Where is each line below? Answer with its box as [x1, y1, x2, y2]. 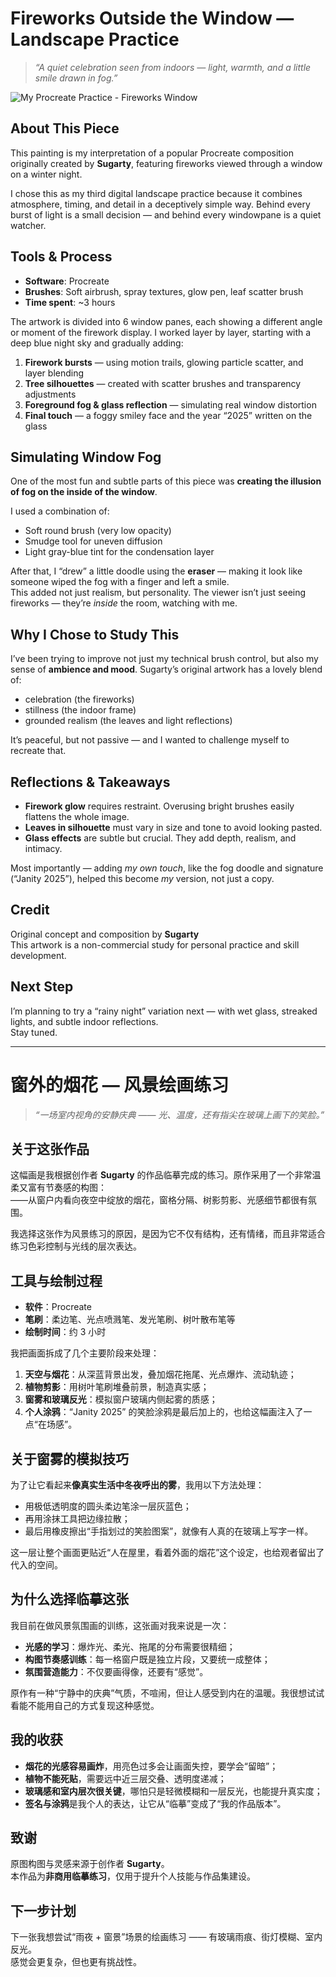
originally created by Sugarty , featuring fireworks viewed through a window [10, 157, 323, 169]
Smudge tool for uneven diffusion [24, 535, 163, 547]
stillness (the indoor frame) [24, 704, 137, 716]
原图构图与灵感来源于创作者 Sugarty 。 [10, 1858, 170, 1870]
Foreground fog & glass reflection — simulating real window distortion [24, 398, 317, 411]
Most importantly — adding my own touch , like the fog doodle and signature [10, 862, 324, 874]
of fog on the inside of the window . [10, 486, 158, 498]
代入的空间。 [10, 1559, 63, 1571]
